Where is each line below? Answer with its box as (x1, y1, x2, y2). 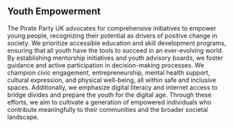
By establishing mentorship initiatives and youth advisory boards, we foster (7, 54, 223, 62)
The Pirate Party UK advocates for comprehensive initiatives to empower (7, 24, 217, 32)
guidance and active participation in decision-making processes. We (7, 61, 204, 69)
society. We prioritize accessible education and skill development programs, (7, 38, 227, 47)
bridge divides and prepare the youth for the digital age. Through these (7, 90, 212, 99)
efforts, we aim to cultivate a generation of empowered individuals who (7, 97, 211, 106)
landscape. (7, 113, 40, 121)
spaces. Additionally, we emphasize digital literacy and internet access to (7, 83, 218, 91)
